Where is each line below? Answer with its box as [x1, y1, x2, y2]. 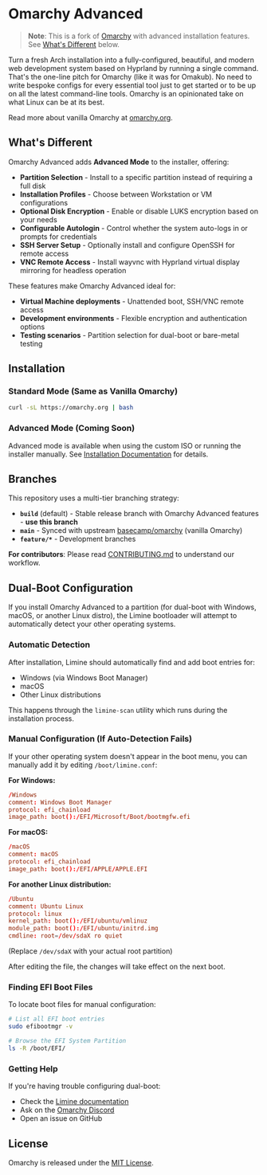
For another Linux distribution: [8, 879, 112, 889]
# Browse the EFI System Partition [8, 1037, 127, 1045]
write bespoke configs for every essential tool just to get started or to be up [8, 80, 257, 90]
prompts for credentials [19, 232, 97, 241]
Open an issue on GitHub [19, 1114, 103, 1123]
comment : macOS [8, 850, 59, 859]
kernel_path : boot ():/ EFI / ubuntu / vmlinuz [8, 917, 148, 925]
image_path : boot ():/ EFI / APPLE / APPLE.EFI [8, 865, 148, 873]
